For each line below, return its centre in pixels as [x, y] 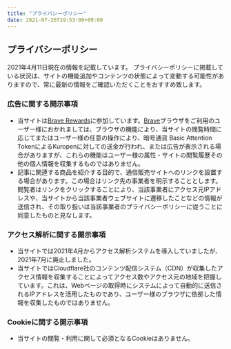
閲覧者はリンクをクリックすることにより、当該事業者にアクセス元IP [113, 189]
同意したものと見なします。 [56, 215]
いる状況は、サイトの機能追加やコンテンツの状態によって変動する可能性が [113, 76]
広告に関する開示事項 [42, 104]
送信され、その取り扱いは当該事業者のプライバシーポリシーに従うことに [120, 207]
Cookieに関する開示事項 [48, 322]
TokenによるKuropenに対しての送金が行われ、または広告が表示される [116, 146]
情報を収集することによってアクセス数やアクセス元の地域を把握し [129, 277]
